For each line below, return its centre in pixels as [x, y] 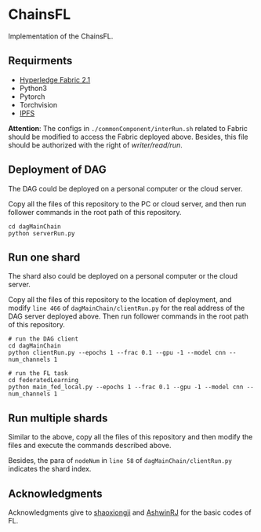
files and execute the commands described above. [90, 446]
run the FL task [42, 373]
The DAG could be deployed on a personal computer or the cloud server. [125, 188]
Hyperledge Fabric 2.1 [55, 79]
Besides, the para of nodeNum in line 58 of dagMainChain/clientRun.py [120, 461]
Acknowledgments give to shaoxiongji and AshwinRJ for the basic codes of [130, 512]
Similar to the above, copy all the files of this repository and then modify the [130, 437]
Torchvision [38, 104]
